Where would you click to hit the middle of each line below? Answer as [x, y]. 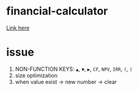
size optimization [36, 75]
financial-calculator [57, 11]
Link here [18, 28]
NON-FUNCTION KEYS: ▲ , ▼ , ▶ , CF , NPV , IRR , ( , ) [74, 69]
